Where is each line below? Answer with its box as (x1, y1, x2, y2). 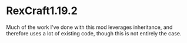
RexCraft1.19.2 (6, 4, 78, 18)
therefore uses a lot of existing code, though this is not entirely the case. (6, 29, 182, 37)
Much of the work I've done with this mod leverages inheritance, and (6, 24, 173, 31)
